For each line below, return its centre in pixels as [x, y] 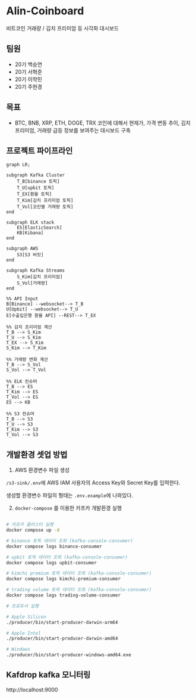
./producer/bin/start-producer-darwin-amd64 [62, 639]
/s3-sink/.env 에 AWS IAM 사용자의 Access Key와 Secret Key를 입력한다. [93, 483]
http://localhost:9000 [32, 689]
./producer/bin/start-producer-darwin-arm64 [62, 622]
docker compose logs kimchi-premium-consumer [63, 579]
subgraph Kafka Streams [36, 271]
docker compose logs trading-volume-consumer [63, 595]
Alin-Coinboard [45, 11]
